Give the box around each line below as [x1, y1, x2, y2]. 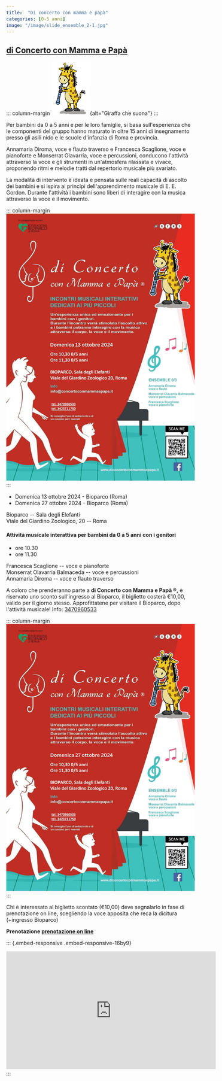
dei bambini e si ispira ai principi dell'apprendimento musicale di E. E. [6, 183, 177, 190]
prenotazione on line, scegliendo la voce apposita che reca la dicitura [6, 910, 178, 917]
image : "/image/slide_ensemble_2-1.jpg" [6, 22, 109, 28]
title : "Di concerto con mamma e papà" [6, 10, 109, 16]
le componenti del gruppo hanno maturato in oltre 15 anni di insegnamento [6, 127, 190, 135]
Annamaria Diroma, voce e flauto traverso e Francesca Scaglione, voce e [6, 145, 186, 153]
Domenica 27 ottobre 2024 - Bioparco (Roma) [14, 500, 129, 506]
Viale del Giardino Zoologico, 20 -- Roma [6, 518, 107, 524]
